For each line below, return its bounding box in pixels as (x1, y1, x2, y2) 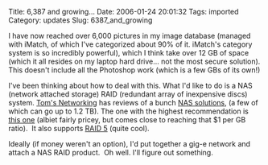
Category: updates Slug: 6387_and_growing (8, 15, 153, 25)
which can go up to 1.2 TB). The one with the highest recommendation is (8, 106, 249, 116)
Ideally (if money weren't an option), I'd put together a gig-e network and (8, 139, 251, 148)
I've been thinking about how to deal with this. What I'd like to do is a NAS (8, 80, 254, 90)
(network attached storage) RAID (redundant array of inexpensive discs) (8, 89, 248, 99)
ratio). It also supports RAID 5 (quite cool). (8, 124, 150, 133)
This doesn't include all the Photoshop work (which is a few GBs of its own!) (8, 65, 261, 75)
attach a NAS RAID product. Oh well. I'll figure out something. (8, 148, 213, 157)
